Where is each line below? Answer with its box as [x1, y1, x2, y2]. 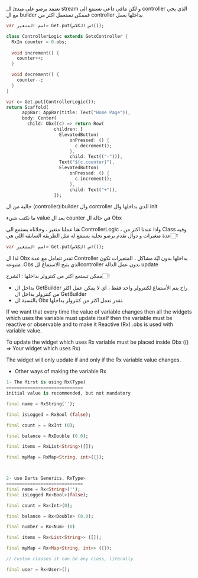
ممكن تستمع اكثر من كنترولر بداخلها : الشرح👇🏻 [6, 272, 111, 280]
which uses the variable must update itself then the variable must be [6, 315, 173, 322]
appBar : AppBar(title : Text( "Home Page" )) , [21, 109, 131, 116]
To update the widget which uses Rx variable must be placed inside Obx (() [6, 338, 189, 345]
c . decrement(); [74, 143, 112, 148]
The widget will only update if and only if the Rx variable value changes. [6, 356, 181, 363]
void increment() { [11, 50, 60, 56]
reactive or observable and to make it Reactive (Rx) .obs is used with [6, 321, 173, 328]
